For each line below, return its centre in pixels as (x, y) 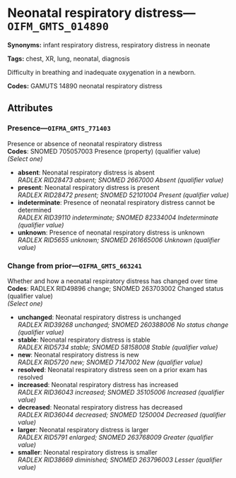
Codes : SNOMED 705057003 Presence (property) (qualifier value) (104, 151)
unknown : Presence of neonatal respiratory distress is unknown (111, 232)
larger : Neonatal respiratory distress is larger (83, 429)
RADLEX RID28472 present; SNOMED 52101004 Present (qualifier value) (123, 195)
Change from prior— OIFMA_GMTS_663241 (75, 265)
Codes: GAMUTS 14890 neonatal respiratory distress (85, 85)
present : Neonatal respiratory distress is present (88, 187)
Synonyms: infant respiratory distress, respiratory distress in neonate (109, 44)
